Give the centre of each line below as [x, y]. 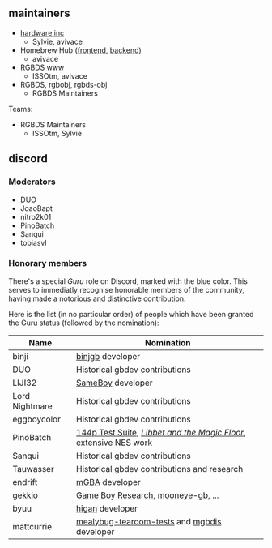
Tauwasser [33, 469]
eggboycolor [36, 419]
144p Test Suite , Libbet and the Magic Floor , [161, 432]
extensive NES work [114, 443]
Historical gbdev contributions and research [159, 469]
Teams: [21, 109]
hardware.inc [42, 32]
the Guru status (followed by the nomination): [84, 323]
